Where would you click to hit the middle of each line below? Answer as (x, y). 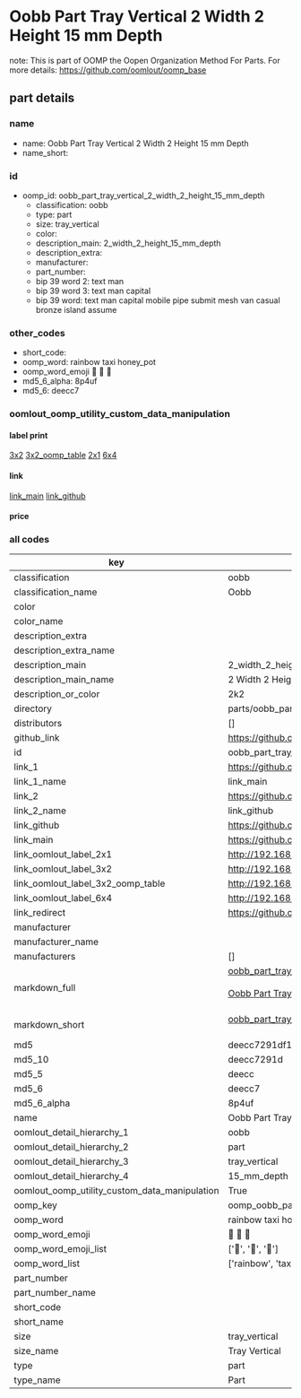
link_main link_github (48, 496)
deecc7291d (256, 1060)
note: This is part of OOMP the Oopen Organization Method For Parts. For (145, 60)
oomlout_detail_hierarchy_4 (71, 1177)
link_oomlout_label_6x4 (63, 899)
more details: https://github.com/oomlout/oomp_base (108, 70)
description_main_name (64, 680)
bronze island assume (76, 309)
